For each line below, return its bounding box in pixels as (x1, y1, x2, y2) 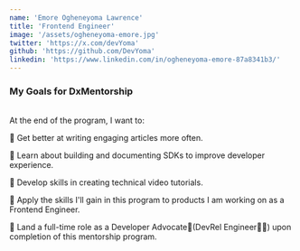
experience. (9, 160, 54, 171)
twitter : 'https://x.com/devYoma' (9, 38, 140, 48)
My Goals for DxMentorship (9, 85, 134, 98)
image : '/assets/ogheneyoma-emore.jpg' (9, 30, 160, 39)
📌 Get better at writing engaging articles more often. (9, 133, 203, 144)
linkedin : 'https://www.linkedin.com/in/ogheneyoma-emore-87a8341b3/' (9, 55, 281, 64)
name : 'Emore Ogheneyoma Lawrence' (9, 13, 144, 23)
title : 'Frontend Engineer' (9, 22, 116, 31)
